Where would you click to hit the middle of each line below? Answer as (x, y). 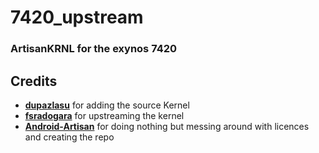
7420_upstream (77, 17)
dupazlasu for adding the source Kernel (107, 105)
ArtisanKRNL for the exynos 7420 (94, 49)
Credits (34, 81)
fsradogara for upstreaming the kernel (104, 115)
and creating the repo (69, 137)
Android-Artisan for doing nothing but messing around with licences (167, 126)
